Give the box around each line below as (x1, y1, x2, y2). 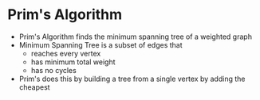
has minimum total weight (30, 57, 116, 67)
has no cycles (30, 65, 77, 75)
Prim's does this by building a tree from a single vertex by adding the (18, 74, 246, 83)
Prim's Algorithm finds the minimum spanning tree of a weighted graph (18, 32, 253, 41)
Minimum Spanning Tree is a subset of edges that (18, 40, 183, 49)
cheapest (18, 82, 50, 92)
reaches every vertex (30, 48, 101, 58)
